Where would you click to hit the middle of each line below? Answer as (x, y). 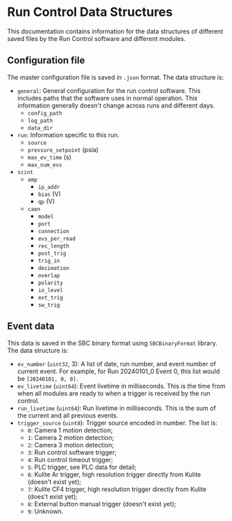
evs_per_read (57, 239)
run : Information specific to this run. (68, 135)
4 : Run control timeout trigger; (70, 459)
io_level (51, 290)
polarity (51, 283)
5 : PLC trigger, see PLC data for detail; (82, 467)
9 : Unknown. (45, 511)
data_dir (40, 128)
